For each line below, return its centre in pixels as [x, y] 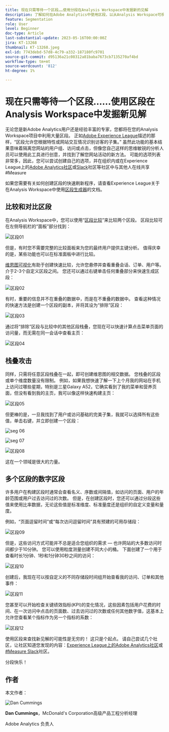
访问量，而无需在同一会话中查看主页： [45, 333]
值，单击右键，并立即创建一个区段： [43, 420]
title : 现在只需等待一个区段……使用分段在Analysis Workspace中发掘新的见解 [77, 10]
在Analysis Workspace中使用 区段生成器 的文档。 [55, 189]
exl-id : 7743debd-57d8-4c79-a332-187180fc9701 [55, 52]
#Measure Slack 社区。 [29, 651]
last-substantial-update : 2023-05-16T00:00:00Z [56, 38]
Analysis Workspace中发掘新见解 [76, 114]
